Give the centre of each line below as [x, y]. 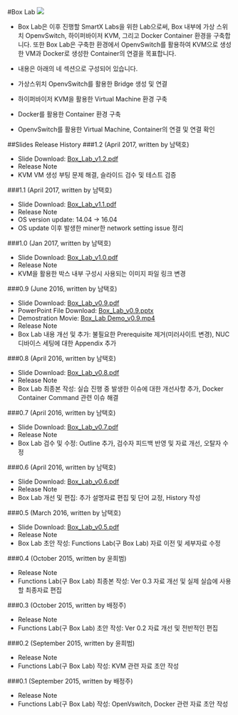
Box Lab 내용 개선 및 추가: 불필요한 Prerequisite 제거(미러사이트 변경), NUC [124, 334]
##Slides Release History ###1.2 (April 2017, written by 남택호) [98, 144]
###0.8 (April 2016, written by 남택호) [62, 358]
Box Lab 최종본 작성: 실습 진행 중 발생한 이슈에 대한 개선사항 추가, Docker [120, 389]
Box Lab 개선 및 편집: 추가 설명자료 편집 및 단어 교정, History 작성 [109, 497]
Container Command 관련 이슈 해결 [68, 397]
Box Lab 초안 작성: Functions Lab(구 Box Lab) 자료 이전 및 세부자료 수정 [119, 543]
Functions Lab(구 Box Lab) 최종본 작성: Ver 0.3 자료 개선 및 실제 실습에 [118, 581]
